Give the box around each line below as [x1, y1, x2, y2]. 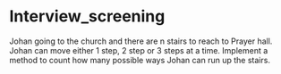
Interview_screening [9, 6, 166, 27]
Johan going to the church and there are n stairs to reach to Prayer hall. [9, 36, 273, 46]
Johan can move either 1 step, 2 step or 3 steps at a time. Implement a [9, 45, 268, 55]
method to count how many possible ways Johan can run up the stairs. [9, 54, 271, 65]
